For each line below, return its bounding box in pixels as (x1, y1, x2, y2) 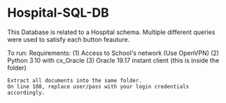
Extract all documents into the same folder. (7, 77, 142, 84)
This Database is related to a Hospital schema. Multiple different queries (7, 28, 216, 36)
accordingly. (7, 89, 45, 96)
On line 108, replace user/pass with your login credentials (7, 83, 190, 90)
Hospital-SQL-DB (7, 5, 110, 21)
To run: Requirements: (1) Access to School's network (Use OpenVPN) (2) (7, 49, 219, 57)
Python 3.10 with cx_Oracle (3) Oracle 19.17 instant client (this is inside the (7, 56, 220, 64)
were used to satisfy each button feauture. (7, 35, 130, 43)
